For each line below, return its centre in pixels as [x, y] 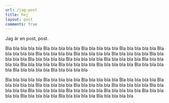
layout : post [19, 19]
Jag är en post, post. [27, 39]
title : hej [17, 15]
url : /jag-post [21, 10]
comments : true [21, 24]
